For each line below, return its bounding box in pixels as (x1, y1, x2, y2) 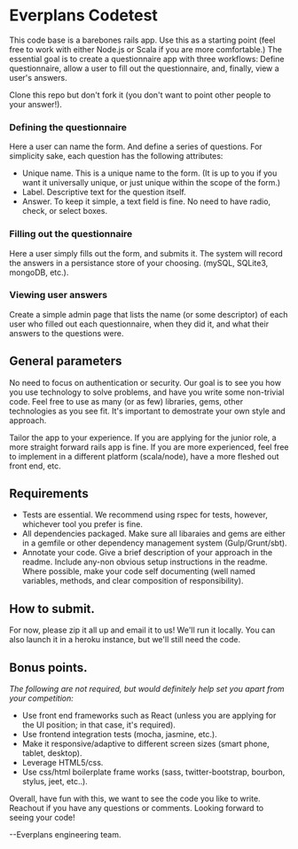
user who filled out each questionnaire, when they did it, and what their (9, 318, 269, 329)
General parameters (9, 354, 122, 369)
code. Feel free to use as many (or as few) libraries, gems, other (9, 396, 244, 406)
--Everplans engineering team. (9, 829, 122, 840)
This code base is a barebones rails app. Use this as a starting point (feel (9, 35, 276, 45)
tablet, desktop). (21, 748, 82, 759)
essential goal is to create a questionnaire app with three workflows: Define (9, 53, 285, 64)
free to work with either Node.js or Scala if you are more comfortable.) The (9, 43, 282, 54)
